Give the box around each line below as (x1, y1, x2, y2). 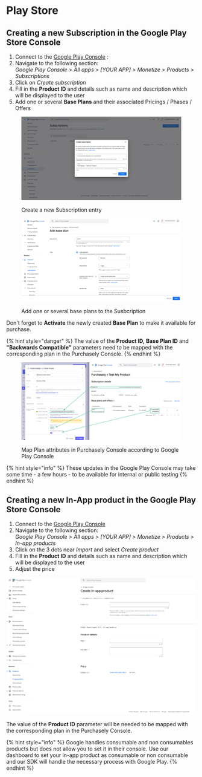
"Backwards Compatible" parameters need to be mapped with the (6, 344, 173, 351)
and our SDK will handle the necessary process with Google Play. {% (6, 758, 178, 766)
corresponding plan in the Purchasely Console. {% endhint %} (6, 350, 161, 357)
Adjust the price (14, 565, 55, 572)
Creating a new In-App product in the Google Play (6, 495, 196, 505)
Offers (14, 105, 31, 112)
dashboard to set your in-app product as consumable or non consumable (6, 752, 189, 759)
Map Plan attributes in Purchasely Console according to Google (21, 446, 179, 454)
